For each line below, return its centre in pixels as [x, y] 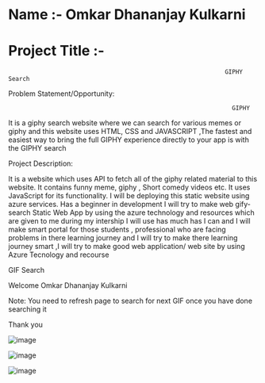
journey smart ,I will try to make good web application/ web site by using [127, 247]
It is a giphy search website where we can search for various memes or [125, 123]
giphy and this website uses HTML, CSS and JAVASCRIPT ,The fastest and [130, 132]
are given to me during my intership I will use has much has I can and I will [130, 221]
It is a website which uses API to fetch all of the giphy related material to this [133, 179]
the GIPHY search [37, 148]
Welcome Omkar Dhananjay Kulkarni [68, 285]
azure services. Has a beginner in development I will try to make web [121, 205]
